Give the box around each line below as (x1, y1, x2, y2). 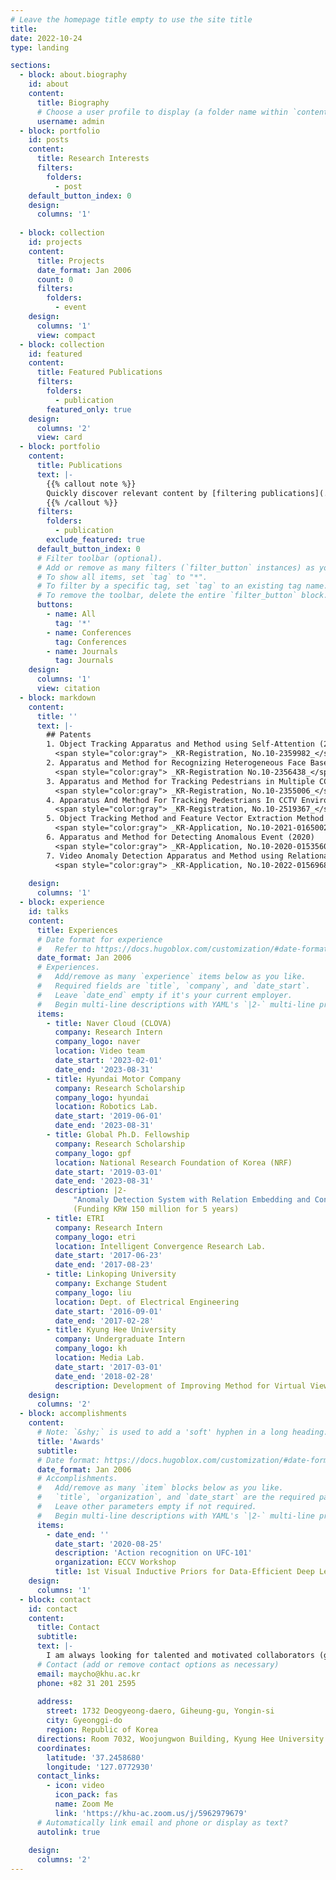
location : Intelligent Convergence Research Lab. (54, 1241, 267, 1251)
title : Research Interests (36, 154, 150, 164)
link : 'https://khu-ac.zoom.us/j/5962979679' (54, 1808, 248, 1818)
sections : (10, 61, 52, 71)
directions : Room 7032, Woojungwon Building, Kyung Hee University (36, 1734, 325, 1744)
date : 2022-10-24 (10, 33, 83, 43)
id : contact (28, 1604, 78, 1614)
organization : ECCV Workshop (54, 1557, 177, 1568)
